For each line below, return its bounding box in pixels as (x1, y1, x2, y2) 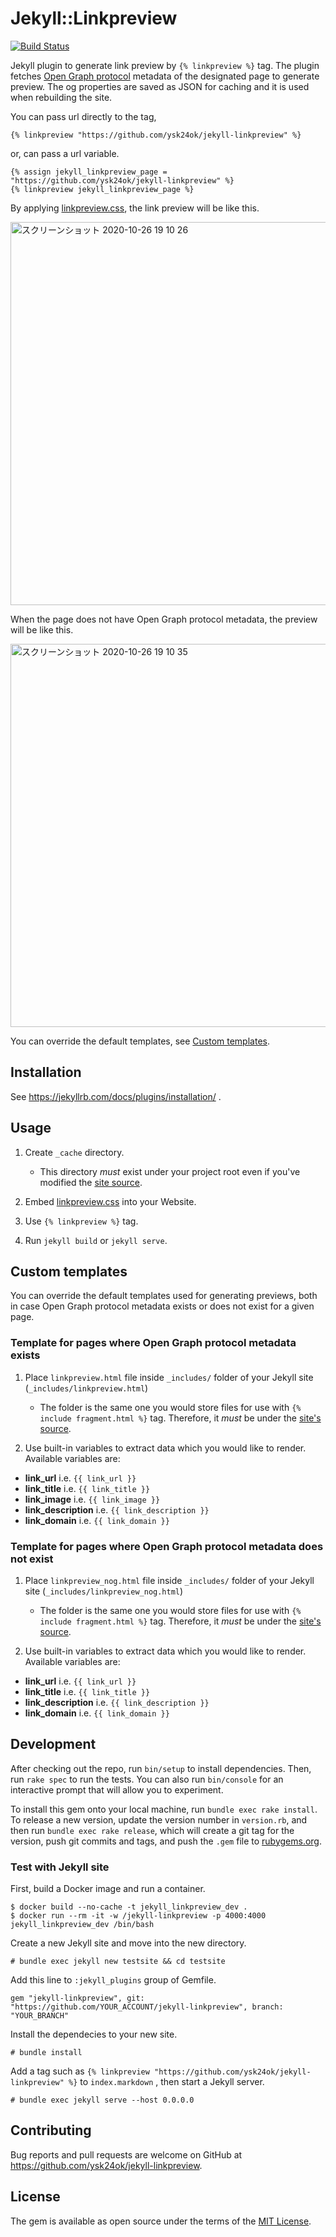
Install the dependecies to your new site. (10, 2028, 178, 2041)
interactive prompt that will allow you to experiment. (10, 1783, 224, 1796)
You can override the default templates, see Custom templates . (10, 1035, 270, 1047)
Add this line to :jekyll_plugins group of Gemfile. (10, 1974, 217, 1986)
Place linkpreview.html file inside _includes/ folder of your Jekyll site (24, 1371, 314, 1383)
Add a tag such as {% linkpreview (10, 2065, 150, 2077)
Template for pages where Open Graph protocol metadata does (10, 1539, 324, 1553)
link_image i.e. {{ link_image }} (24, 1493, 161, 1505)
